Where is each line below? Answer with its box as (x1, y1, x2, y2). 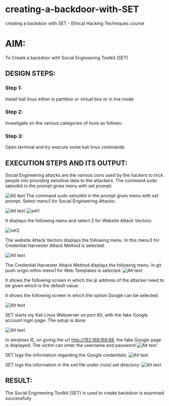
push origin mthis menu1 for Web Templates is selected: (5, 267, 122, 273)
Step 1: (5, 84, 22, 91)
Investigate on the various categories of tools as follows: (5, 120, 123, 126)
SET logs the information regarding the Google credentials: (5, 352, 128, 358)
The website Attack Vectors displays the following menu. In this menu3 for (5, 237, 160, 243)
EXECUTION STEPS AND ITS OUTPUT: (5, 159, 128, 167)
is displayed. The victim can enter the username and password (5, 342, 136, 348)
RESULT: (5, 376, 33, 385)
